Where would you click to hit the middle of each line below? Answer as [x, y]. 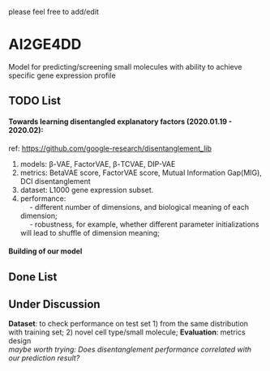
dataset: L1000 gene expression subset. [87, 190]
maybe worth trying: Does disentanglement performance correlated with [130, 350]
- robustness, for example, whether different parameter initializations [144, 224]
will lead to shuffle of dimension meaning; [90, 232]
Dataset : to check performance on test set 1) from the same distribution [129, 324]
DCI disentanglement [55, 181]
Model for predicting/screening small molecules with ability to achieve [125, 66]
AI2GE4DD [45, 45]
